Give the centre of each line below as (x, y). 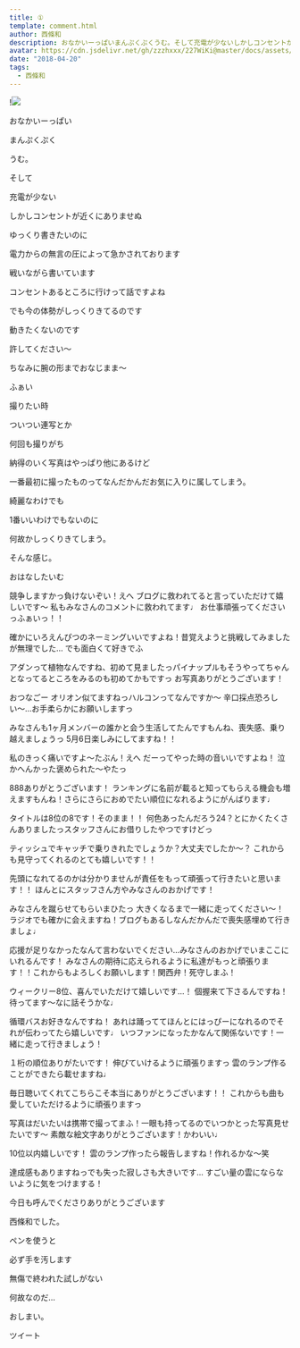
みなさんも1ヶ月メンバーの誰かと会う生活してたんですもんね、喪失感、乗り (147, 727)
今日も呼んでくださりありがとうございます (87, 1202)
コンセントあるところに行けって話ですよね (87, 291)
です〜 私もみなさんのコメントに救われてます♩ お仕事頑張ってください (155, 607)
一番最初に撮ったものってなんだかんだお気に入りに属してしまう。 (130, 481)
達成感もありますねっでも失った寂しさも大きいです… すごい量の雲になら (143, 1172)
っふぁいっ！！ (37, 618)
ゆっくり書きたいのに (48, 234)
